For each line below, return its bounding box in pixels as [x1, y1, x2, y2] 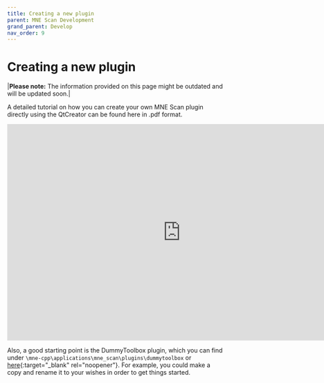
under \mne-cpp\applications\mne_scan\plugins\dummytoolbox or [7, 354, 192, 362]
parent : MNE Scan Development [7, 17, 95, 24]
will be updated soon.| [7, 89, 71, 98]
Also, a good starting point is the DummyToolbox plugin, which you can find [7, 346, 223, 355]
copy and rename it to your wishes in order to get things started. [7, 368, 191, 377]
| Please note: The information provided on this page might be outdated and [7, 82, 224, 91]
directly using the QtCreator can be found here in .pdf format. [7, 110, 183, 118]
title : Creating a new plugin [7, 10, 95, 17]
